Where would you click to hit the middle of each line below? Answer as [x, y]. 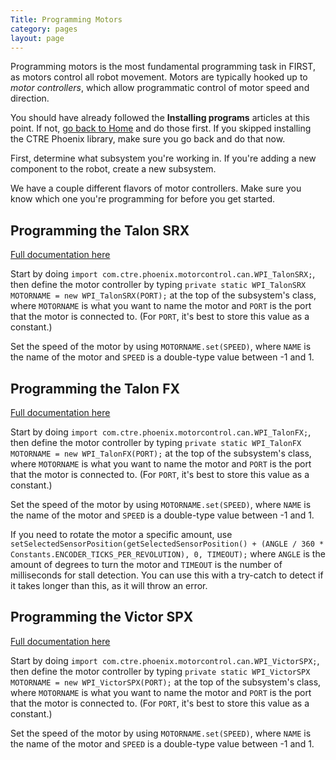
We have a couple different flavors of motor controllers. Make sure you [156, 188]
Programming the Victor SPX [102, 617]
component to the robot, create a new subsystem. [113, 169]
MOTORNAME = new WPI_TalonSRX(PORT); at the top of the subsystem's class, [163, 295]
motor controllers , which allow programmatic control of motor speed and [160, 88]
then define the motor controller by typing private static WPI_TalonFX [156, 442]
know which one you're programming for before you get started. [143, 199]
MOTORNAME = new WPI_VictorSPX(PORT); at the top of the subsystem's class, [166, 682]
